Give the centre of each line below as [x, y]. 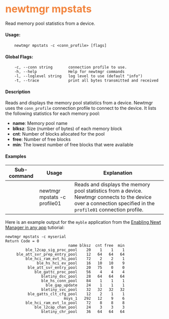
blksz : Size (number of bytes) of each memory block [67, 129]
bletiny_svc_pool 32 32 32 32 [83, 290]
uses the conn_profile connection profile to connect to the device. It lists [81, 108]
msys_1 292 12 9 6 [94, 298]
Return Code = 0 [22, 241]
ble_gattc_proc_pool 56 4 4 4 [79, 272]
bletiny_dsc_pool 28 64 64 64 [83, 276]
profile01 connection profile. [109, 210]
